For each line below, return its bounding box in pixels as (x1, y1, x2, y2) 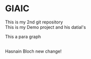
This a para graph (5, 34, 41, 39)
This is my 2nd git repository (5, 19, 63, 25)
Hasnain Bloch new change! (5, 48, 62, 54)
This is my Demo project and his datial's (5, 24, 86, 30)
